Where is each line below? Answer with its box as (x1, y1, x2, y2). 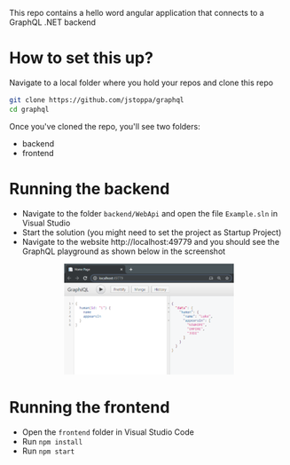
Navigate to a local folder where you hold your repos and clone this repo (9, 77, 273, 88)
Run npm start (21, 445, 75, 456)
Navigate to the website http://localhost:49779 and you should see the (21, 236, 280, 247)
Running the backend (9, 178, 170, 199)
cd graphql (9, 105, 50, 114)
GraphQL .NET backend (9, 17, 96, 28)
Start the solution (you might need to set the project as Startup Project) (21, 226, 282, 238)
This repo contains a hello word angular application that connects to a (9, 8, 264, 18)
